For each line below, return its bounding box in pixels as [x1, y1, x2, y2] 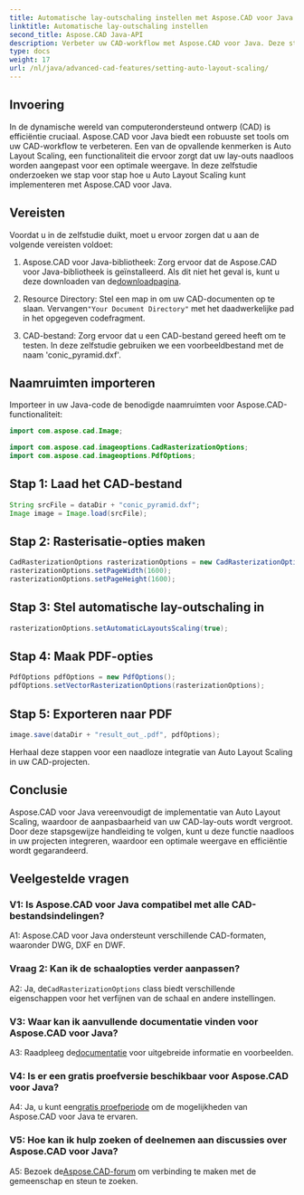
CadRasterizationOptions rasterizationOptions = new [9, 558, 213, 567]
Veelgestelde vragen [9, 871, 129, 887]
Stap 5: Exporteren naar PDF [9, 706, 173, 722]
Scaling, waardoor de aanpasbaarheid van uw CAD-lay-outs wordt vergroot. [9, 816, 293, 827]
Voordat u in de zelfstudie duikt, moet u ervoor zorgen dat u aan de [9, 229, 260, 240]
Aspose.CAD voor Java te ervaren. [9, 1111, 138, 1123]
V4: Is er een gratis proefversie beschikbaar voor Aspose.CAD [9, 1069, 290, 1082]
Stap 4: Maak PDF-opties [9, 649, 154, 664]
